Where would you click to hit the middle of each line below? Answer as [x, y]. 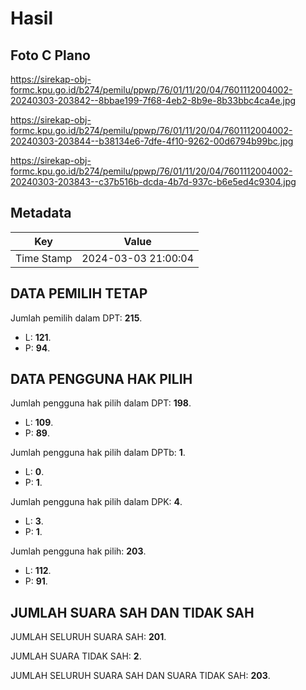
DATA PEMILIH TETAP [79, 293]
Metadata [41, 213]
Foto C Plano [50, 55]
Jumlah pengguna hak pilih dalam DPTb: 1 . [98, 453]
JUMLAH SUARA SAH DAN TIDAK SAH [132, 612]
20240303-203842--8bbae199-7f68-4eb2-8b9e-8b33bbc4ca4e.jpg [153, 100]
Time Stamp [44, 258]
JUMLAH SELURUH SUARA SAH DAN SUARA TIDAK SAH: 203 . [140, 676]
